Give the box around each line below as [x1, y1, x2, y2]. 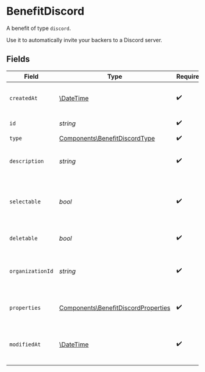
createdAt [9, 95, 38, 101]
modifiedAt [9, 341, 41, 348]
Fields [6, 54, 31, 65]
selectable [9, 198, 41, 205]
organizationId [9, 268, 54, 274]
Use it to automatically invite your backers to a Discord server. [6, 36, 163, 43]
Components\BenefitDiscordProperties [59, 304, 171, 312]
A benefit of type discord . [6, 24, 71, 32]
